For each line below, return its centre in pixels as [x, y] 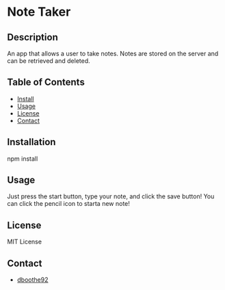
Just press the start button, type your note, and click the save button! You [111, 196]
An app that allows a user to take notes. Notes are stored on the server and [113, 53]
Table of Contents [46, 82]
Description [32, 37]
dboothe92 [32, 280]
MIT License [25, 242]
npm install [23, 159]
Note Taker [39, 12]
